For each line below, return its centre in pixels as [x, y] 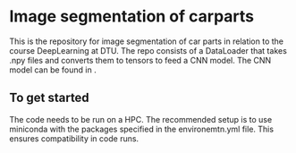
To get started [49, 98]
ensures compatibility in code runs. [74, 138]
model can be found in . [53, 70]
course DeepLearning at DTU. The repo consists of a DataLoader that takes [148, 50]
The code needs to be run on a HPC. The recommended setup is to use [141, 119]
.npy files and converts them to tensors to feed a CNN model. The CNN [140, 60]
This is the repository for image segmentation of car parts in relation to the [147, 41]
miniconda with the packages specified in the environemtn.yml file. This [142, 129]
